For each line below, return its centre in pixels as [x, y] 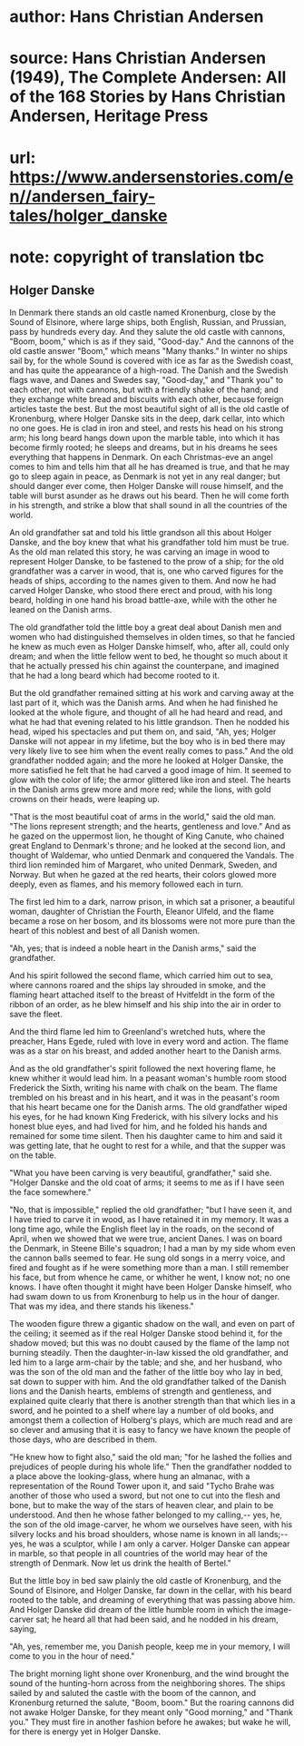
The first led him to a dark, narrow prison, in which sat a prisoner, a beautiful [152, 901]
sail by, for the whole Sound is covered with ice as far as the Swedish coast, [151, 360]
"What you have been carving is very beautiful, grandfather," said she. [141, 1172]
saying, [23, 1628]
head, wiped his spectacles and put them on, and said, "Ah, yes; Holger [143, 731]
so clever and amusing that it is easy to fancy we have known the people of [150, 1429]
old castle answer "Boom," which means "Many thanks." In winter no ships [149, 350]
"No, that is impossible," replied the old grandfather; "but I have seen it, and [151, 1210]
